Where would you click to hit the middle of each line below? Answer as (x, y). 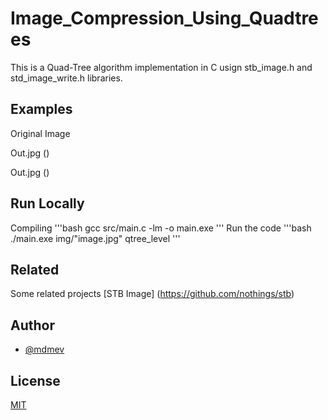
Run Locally (47, 203)
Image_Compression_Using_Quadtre (164, 18)
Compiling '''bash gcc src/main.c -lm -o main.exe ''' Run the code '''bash (161, 228)
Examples (41, 109)
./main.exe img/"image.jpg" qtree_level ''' (95, 238)
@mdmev (44, 349)
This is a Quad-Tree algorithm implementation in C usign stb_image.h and (161, 67)
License (35, 380)
